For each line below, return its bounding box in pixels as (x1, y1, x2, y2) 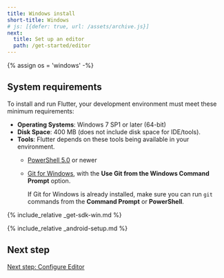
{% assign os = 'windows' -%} (7, 62, 94, 69)
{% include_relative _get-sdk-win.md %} (7, 210, 122, 219)
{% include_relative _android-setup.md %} (7, 224, 128, 232)
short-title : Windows (7, 17, 70, 24)
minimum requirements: (7, 106, 74, 115)
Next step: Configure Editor (7, 262, 85, 270)
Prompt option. (27, 176, 71, 185)
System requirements (7, 81, 102, 93)
